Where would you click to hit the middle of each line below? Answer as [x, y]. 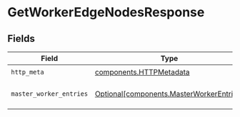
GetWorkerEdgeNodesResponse [106, 12]
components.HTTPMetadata [142, 72]
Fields [21, 39]
